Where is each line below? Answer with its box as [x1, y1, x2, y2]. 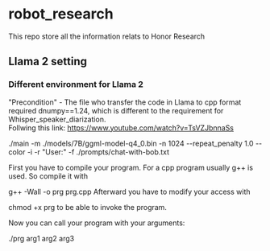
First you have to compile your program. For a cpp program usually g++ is [8, 163, 254, 172]
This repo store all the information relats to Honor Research [8, 31, 206, 41]
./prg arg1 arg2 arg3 [8, 233, 75, 243]
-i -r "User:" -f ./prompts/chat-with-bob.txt [27, 146, 170, 157]
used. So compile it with [8, 171, 89, 181]
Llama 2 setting [8, 55, 87, 68]
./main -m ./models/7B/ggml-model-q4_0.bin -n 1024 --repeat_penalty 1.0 [8, 138, 254, 148]
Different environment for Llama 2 [8, 79, 143, 90]
